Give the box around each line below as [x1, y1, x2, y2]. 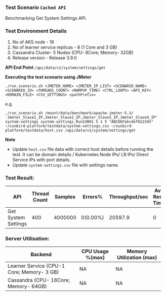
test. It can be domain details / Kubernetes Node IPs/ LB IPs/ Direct [12, 151, 149, 157]
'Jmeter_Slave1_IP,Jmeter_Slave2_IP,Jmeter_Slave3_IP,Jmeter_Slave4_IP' [5, 115, 158, 120]
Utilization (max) [117, 254, 157, 261]
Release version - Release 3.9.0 [12, 55, 77, 60]
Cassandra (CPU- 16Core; [7, 277, 70, 284]
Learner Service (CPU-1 [7, 262, 65, 269]
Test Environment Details [5, 28, 67, 35]
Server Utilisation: [5, 235, 50, 242]
